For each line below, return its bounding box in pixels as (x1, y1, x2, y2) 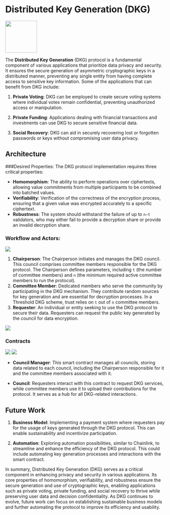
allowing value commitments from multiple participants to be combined (12, 184, 161, 190)
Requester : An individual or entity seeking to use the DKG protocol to (12, 305, 158, 311)
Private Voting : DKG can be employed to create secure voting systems (12, 93, 161, 100)
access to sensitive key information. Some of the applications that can (5, 78, 152, 85)
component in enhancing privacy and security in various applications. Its (5, 472, 157, 478)
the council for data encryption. (12, 315, 79, 321)
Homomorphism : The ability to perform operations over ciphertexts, (12, 178, 156, 184)
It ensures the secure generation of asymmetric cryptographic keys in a (5, 67, 155, 73)
